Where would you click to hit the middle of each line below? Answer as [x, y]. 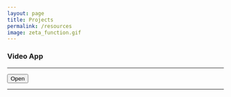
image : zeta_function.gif [44, 32]
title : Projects [30, 20]
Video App [25, 57]
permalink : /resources [40, 26]
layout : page [26, 13]
